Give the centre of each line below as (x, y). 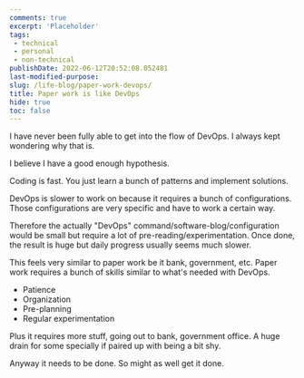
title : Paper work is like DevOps (75, 93)
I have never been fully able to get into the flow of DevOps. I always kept (145, 136)
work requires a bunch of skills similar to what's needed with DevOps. (140, 272)
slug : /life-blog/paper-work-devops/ (81, 85)
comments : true (38, 18)
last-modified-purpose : (54, 77)
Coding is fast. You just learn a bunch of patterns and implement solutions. (149, 181)
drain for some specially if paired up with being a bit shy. (115, 346)
